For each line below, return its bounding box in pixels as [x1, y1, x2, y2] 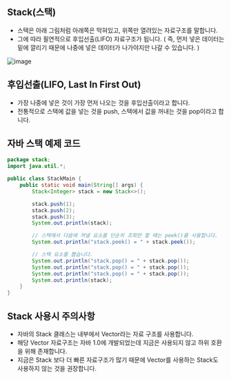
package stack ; [7, 156, 51, 163]
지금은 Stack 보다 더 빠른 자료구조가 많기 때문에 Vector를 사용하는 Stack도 [17, 356, 219, 364]
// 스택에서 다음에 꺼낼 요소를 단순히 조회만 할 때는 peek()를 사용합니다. [32, 232, 219, 239]
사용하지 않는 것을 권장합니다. [17, 365, 97, 372]
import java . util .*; [7, 163, 67, 170]
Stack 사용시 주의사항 [7, 310, 95, 322]
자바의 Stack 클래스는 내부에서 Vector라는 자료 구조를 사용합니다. [17, 330, 194, 338]
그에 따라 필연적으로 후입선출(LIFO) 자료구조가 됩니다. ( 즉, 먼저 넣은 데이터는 [17, 34, 225, 43]
